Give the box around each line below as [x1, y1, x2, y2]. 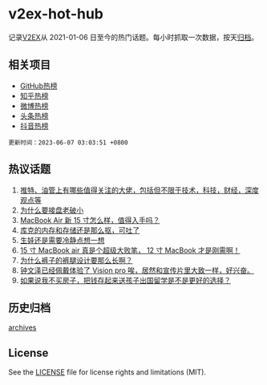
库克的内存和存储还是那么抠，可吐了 [19, 225, 140, 235]
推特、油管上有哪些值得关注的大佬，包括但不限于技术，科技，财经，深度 [19, 185, 259, 195]
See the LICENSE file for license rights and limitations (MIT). [8, 367, 207, 377]
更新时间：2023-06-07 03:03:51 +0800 [8, 138, 128, 147]
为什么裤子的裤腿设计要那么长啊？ [19, 255, 133, 265]
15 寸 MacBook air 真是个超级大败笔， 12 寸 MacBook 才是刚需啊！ [19, 245, 241, 255]
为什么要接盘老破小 [19, 205, 84, 215]
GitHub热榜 [19, 81, 58, 91]
